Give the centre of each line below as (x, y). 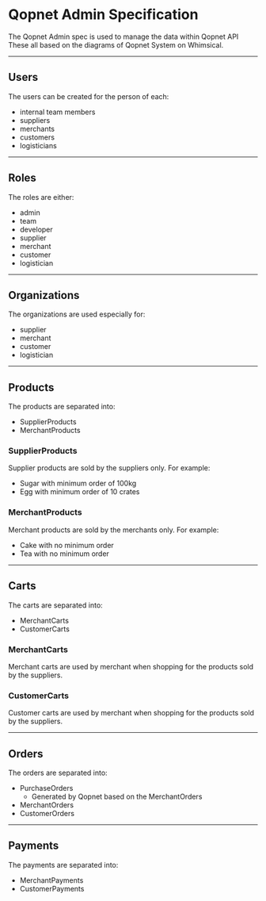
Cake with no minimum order (67, 545)
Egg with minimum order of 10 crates (80, 492)
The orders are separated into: (58, 773)
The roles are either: (41, 197)
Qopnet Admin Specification (103, 15)
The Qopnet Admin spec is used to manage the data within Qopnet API (123, 36)
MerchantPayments (51, 880)
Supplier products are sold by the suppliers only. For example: (109, 468)
